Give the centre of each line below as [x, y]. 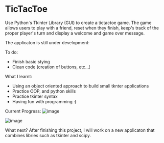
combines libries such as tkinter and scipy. [48, 135]
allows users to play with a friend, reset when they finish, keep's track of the [82, 28]
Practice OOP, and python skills [44, 91]
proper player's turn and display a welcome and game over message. [75, 33]
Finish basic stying [31, 61]
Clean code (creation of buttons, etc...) [51, 67]
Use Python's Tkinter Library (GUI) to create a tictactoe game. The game [78, 23]
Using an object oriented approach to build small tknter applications [81, 86]
